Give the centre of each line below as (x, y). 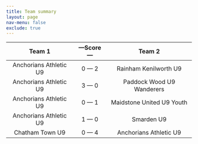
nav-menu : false (26, 22)
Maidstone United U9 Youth (149, 102)
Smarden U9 (149, 119)
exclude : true (24, 28)
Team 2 (149, 52)
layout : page (22, 17)
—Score (90, 48)
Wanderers (149, 89)
